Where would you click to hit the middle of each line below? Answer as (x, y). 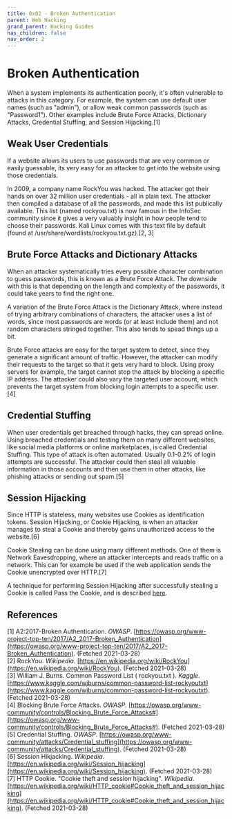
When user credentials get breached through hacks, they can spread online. (116, 432)
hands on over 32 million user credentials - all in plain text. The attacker (109, 196)
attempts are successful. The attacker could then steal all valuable (101, 462)
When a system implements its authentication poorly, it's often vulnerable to (115, 93)
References (32, 614)
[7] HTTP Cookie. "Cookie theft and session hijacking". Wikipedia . (101, 779)
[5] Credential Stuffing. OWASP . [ (55, 735)
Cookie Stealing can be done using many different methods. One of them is (114, 550)
